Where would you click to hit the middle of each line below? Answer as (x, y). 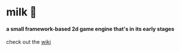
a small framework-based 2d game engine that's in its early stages (90, 28)
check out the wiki (29, 42)
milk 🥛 (21, 12)
